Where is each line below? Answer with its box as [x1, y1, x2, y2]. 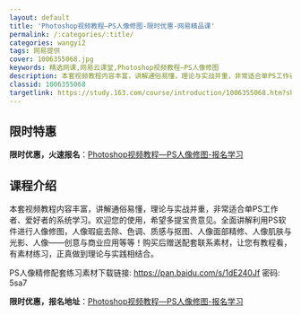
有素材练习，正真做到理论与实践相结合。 [9, 249, 159, 259]
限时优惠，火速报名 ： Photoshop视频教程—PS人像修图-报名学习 [9, 149, 244, 160]
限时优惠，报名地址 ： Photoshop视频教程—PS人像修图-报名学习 [9, 296, 244, 307]
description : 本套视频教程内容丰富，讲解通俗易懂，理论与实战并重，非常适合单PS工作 [9, 72, 289, 81]
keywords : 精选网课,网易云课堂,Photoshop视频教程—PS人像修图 [9, 64, 219, 73]
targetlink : [9, 88, 54, 97]
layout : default [9, 13, 70, 22]
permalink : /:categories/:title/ [9, 30, 134, 39]
